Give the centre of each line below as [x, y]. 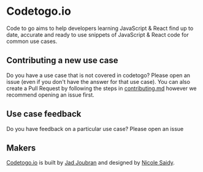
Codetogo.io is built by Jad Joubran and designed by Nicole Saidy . [90, 163]
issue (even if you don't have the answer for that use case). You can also [98, 81]
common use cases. [32, 41]
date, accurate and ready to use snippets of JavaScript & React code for [98, 34]
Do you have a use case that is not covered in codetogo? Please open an [98, 75]
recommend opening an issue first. [51, 95]
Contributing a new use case [62, 60]
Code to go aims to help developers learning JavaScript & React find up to [100, 28]
